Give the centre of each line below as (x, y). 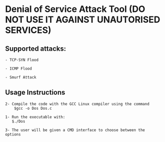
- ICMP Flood (19, 69)
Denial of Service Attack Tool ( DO (75, 9)
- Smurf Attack (21, 77)
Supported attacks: (36, 48)
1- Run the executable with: (35, 117)
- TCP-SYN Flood (22, 60)
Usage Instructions (35, 93)
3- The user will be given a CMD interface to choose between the (75, 130)
